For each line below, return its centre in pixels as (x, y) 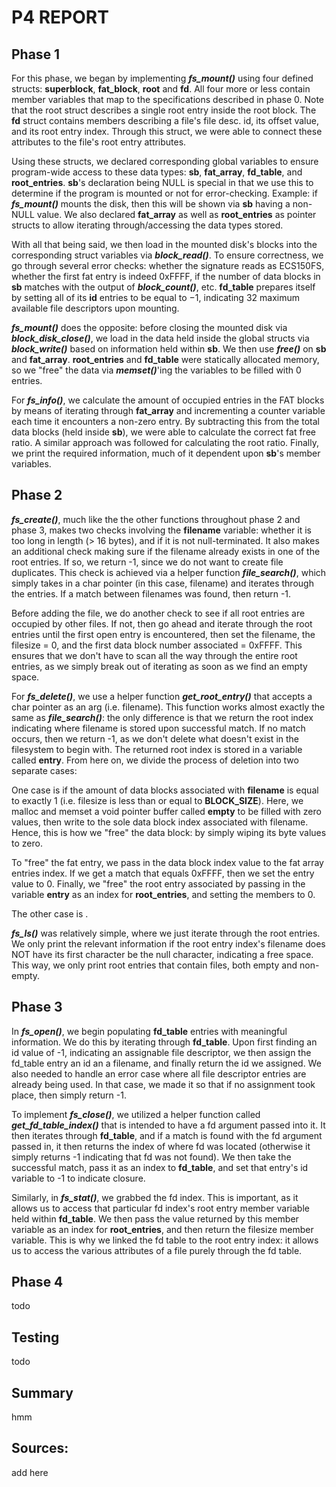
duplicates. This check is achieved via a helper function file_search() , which (169, 572)
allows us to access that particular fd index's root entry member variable (160, 1208)
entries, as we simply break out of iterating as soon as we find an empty (159, 666)
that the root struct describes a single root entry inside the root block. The (164, 110)
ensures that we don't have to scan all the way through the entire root (154, 655)
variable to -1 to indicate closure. (78, 1178)
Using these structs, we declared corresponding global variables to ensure (165, 161)
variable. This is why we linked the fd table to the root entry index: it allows (165, 1240)
